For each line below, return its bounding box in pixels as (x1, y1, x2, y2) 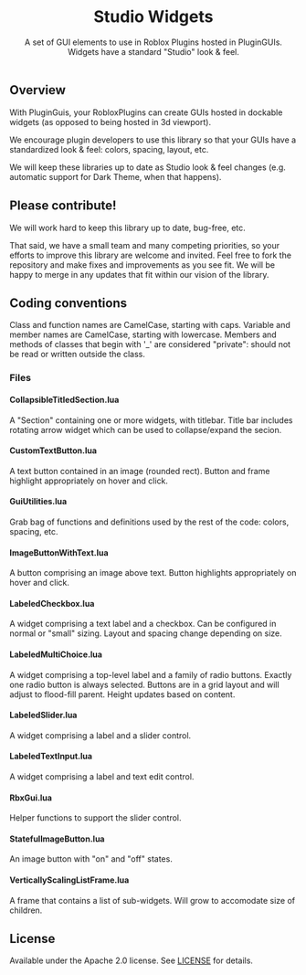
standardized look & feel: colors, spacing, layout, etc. (9, 143, 209, 154)
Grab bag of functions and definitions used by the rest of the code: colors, (9, 516, 290, 527)
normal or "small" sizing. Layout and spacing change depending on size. (9, 628, 283, 639)
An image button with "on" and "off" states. (9, 853, 174, 864)
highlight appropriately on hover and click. (9, 475, 169, 486)
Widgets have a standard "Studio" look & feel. (67, 46, 240, 57)
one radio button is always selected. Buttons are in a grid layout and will (9, 679, 280, 690)
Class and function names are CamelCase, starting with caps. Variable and (9, 320, 290, 331)
